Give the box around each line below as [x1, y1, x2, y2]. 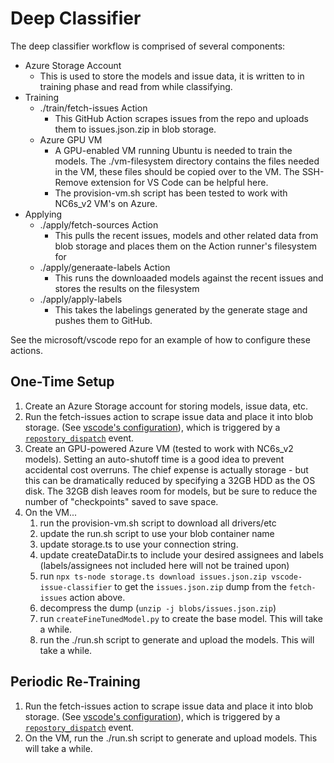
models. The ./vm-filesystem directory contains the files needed [54, 155, 320, 167]
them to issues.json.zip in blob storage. [54, 123, 217, 135]
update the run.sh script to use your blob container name [39, 527, 275, 539]
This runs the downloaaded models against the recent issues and [54, 272, 324, 284]
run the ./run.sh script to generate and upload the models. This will [39, 633, 315, 646]
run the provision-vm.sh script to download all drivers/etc [39, 517, 277, 529]
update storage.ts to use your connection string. [39, 538, 239, 550]
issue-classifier [39, 582, 113, 592]
